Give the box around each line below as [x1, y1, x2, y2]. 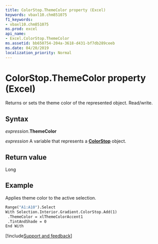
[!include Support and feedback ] [5, 233, 72, 239]
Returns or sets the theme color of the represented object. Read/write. [5, 100, 153, 106]
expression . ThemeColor [5, 128, 57, 134]
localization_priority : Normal [5, 50, 72, 55]
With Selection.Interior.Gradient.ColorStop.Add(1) [5, 209, 117, 214]
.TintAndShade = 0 [7, 219, 47, 224]
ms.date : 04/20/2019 [5, 45, 49, 51]
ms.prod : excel [5, 27, 38, 32]
